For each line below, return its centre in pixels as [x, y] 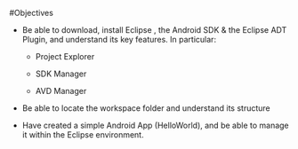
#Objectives [31, 13]
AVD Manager [61, 91]
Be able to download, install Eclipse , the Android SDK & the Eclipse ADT [154, 30]
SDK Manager [61, 74]
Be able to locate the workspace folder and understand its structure [146, 108]
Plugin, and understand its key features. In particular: [119, 39]
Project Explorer [65, 56]
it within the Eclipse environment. [83, 135]
